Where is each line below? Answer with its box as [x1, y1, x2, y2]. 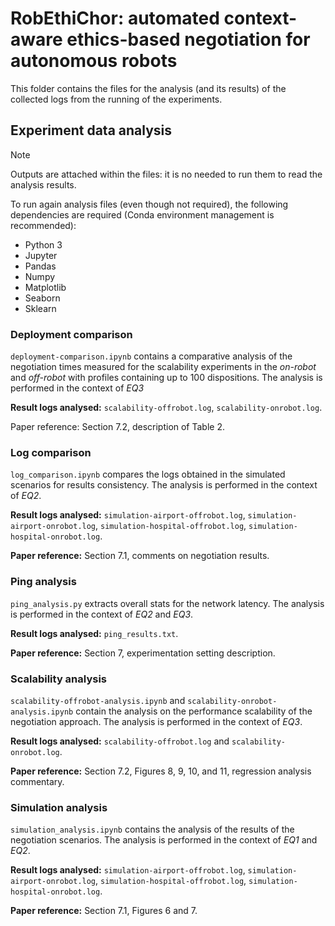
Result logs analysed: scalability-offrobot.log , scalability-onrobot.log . [10, 402, 323, 414]
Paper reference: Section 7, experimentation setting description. [10, 647, 276, 659]
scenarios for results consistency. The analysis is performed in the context [10, 479, 318, 491]
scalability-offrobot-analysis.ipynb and [10, 694, 186, 706]
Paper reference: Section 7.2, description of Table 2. [10, 421, 225, 433]
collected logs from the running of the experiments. [10, 93, 223, 105]
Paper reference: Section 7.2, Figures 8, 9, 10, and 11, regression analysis [10, 765, 312, 777]
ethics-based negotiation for [66, 28, 311, 51]
